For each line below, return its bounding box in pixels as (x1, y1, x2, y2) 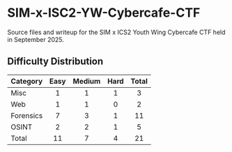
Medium (72, 76, 101, 86)
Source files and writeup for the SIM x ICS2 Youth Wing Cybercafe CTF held (7, 28, 226, 36)
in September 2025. (7, 35, 64, 43)
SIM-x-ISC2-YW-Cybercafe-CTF (7, 5, 201, 21)
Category (10, 76, 43, 86)
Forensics (10, 110, 43, 120)
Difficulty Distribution (7, 56, 104, 68)
